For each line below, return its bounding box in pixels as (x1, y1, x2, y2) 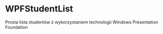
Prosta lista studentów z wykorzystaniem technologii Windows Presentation (5, 19, 159, 25)
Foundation (5, 24, 28, 30)
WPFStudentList (5, 3, 74, 14)
